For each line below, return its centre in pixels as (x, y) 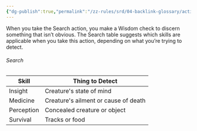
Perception (24, 110)
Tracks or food (65, 119)
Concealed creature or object (85, 110)
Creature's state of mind (78, 90)
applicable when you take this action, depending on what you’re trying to (94, 41)
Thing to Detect (95, 81)
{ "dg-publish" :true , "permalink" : (47, 11)
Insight (18, 90)
